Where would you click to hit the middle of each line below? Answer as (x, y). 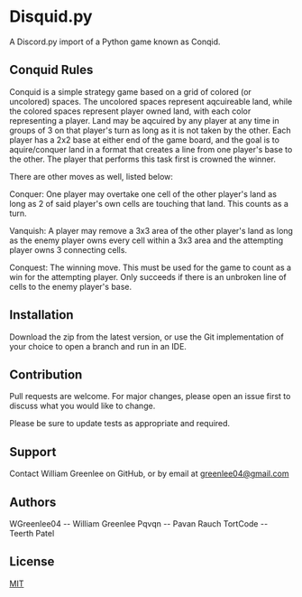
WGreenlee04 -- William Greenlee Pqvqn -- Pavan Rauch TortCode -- (139, 524)
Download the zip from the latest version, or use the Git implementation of (146, 337)
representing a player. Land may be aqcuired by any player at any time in (144, 120)
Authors (33, 502)
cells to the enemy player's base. (71, 286)
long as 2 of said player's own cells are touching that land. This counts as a (149, 203)
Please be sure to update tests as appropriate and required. (120, 424)
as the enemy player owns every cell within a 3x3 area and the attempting (146, 240)
